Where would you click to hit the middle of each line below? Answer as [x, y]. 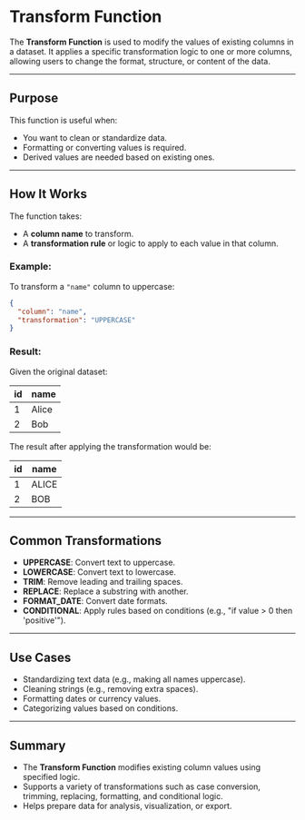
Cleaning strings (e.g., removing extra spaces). [110, 689]
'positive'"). [44, 620]
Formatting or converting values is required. [104, 147]
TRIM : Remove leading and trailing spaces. [103, 582]
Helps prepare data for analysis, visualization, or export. [127, 806]
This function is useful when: [64, 120]
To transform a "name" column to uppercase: [92, 286]
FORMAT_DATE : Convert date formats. [95, 601]
